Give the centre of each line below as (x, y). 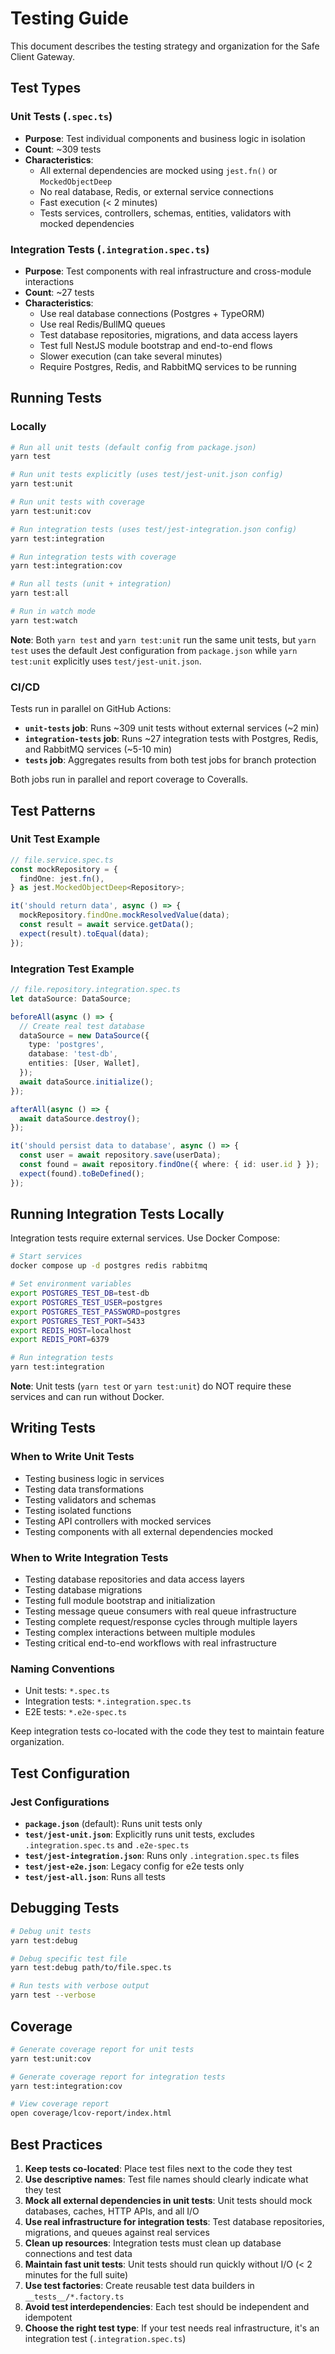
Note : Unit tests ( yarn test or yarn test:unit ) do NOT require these (151, 1386)
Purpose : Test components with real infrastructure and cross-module (168, 271)
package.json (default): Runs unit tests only (113, 1824)
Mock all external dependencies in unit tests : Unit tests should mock (168, 2200)
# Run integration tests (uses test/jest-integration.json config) (154, 529)
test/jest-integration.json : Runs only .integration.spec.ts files (162, 1856)
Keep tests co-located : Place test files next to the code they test (158, 2168)
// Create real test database (82, 1026)
